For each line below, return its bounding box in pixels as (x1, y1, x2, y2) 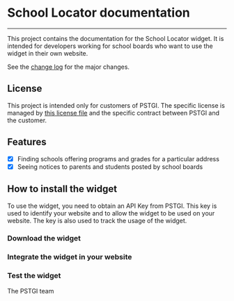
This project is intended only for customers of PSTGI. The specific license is (7, 101, 225, 109)
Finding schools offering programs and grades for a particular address (17, 154, 219, 163)
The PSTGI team (7, 286, 54, 295)
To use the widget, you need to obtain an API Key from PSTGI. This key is (7, 202, 217, 210)
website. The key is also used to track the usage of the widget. (7, 216, 187, 225)
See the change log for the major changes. (7, 63, 130, 71)
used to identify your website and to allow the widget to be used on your (7, 209, 215, 217)
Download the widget (7, 234, 81, 243)
